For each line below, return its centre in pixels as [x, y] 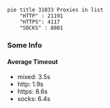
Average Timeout [33, 61]
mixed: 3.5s [34, 77]
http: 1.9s [30, 84]
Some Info [25, 45]
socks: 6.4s [34, 99]
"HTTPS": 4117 [40, 22]
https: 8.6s [33, 91]
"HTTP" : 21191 [42, 16]
